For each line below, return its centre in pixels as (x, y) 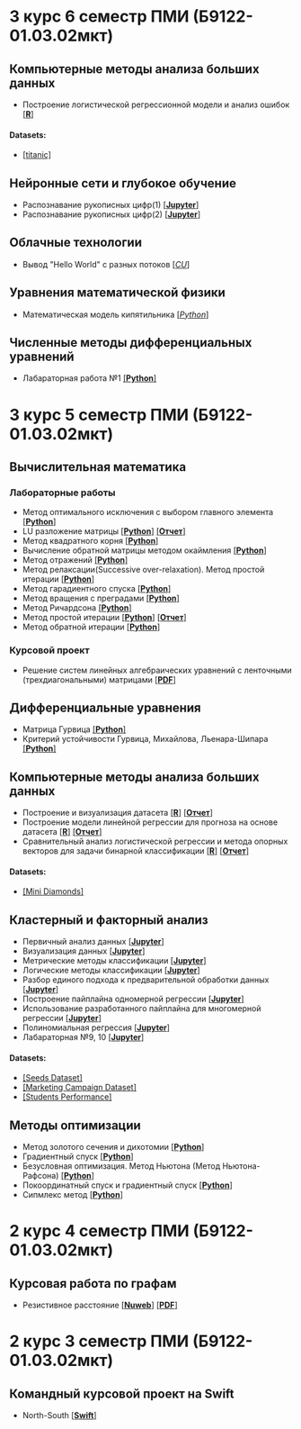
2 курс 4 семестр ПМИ (100, 1231)
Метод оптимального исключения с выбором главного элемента (148, 512)
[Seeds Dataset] (52, 1078)
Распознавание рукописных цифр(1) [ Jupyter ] (111, 205)
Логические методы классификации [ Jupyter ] (111, 971)
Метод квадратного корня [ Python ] (90, 541)
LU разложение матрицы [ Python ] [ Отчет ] (104, 531)
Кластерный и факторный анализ (109, 920)
